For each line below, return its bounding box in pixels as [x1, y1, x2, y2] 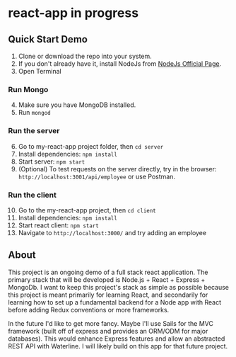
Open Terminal [18, 67, 62, 75]
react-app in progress [8, 5, 139, 21]
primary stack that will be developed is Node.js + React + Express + [8, 275, 206, 284]
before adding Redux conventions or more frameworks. [8, 305, 170, 314]
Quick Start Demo [8, 33, 88, 45]
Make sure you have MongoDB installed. [18, 101, 136, 109]
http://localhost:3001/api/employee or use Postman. [18, 172, 176, 181]
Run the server [8, 126, 60, 136]
